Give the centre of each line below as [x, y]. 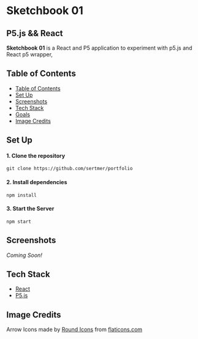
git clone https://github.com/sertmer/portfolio [70, 169]
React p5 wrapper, [30, 54]
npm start [19, 222]
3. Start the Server [30, 209]
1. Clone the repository [36, 155]
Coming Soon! [25, 255]
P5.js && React [35, 33]
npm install [21, 195]
